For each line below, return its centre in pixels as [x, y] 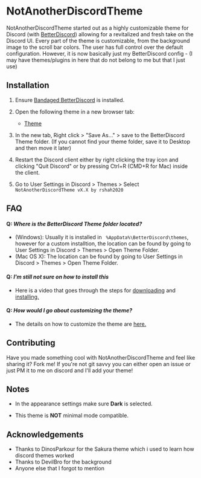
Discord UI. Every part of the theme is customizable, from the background [98, 40]
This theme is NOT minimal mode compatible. [72, 416]
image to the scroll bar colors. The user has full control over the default [95, 47]
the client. [27, 172]
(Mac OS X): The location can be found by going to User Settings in [99, 257]
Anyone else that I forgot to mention [59, 468]
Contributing [31, 343]
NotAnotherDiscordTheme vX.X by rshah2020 [69, 190]
